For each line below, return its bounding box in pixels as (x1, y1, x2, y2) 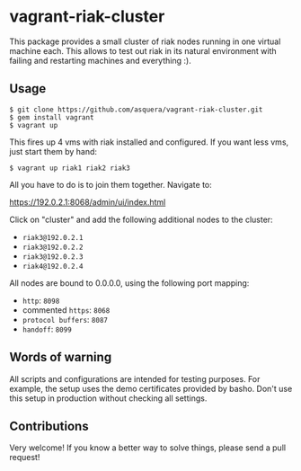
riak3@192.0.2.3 (22, 252, 84, 262)
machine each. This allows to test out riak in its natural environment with (9, 45, 277, 56)
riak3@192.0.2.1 (22, 233, 84, 242)
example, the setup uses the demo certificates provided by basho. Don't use (9, 383, 293, 394)
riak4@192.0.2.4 (22, 262, 84, 271)
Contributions (9, 418, 89, 433)
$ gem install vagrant (9, 112, 94, 122)
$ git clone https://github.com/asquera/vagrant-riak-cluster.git (9, 105, 263, 114)
